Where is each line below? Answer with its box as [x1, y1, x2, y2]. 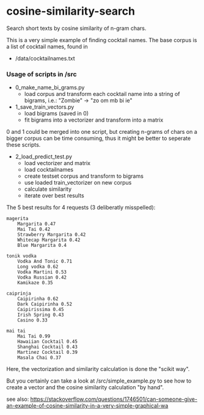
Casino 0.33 [17, 317, 48, 323]
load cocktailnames [24, 166, 74, 174]
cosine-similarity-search [6, 4, 136, 18]
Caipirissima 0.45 [17, 307, 64, 313]
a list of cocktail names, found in [6, 43, 89, 50]
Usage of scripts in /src [6, 70, 78, 78]
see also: [6, 395, 29, 403]
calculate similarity [24, 185, 72, 193]
